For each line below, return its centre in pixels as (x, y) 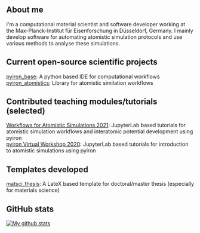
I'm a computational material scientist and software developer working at (96, 24)
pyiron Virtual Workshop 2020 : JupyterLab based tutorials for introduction (97, 144)
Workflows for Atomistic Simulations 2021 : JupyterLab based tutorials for (96, 125)
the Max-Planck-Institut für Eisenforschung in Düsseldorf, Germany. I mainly (100, 30)
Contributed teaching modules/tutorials (82, 102)
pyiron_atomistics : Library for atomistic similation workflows (80, 82)
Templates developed (47, 169)
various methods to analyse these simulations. (63, 43)
